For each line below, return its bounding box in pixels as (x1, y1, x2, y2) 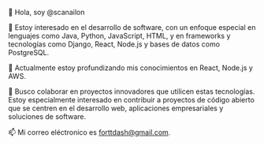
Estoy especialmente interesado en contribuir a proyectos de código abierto (8, 95, 255, 104)
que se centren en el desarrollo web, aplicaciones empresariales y (8, 103, 224, 113)
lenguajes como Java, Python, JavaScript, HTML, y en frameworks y (8, 32, 231, 40)
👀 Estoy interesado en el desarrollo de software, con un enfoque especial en (8, 23, 256, 32)
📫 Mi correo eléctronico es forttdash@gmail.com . (8, 128, 171, 137)
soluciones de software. (8, 112, 87, 121)
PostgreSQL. (8, 48, 50, 57)
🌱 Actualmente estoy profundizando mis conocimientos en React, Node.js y (8, 63, 254, 72)
